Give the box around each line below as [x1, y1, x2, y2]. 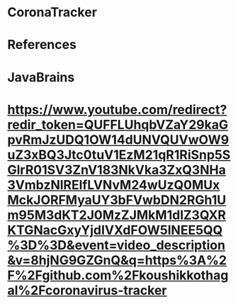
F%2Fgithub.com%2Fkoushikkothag [7, 267, 229, 283]
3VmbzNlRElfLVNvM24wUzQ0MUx [7, 176, 220, 193]
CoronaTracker [7, 4, 98, 21]
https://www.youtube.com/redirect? [7, 101, 227, 118]
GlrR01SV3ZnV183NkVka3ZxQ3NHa [7, 162, 227, 178]
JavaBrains [7, 69, 75, 85]
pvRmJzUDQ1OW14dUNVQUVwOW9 [7, 132, 229, 147]
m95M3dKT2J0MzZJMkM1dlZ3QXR [7, 207, 227, 223]
